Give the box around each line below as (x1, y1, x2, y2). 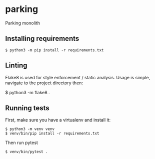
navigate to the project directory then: (5, 80, 83, 86)
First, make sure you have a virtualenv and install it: (5, 117, 111, 123)
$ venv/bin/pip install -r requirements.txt (5, 131, 99, 136)
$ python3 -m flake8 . (5, 89, 50, 95)
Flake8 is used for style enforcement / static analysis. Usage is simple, (5, 74, 150, 80)
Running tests (5, 104, 50, 112)
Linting (5, 61, 27, 70)
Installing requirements (5, 34, 79, 43)
